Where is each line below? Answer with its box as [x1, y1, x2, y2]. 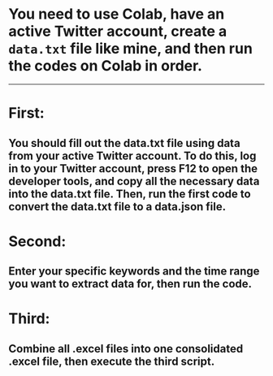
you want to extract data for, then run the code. [8, 277, 253, 291]
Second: [8, 232, 67, 250]
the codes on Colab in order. [8, 57, 203, 76]
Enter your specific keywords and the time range [8, 265, 260, 279]
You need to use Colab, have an [8, 5, 225, 24]
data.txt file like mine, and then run [8, 40, 253, 58]
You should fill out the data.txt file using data [8, 136, 241, 150]
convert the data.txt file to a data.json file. [8, 200, 226, 214]
